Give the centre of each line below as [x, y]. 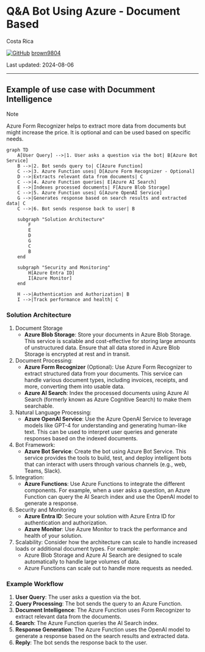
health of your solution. [53, 536]
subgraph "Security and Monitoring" [64, 267]
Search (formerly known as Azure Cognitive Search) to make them [108, 400]
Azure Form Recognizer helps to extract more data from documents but [96, 126]
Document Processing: [44, 361]
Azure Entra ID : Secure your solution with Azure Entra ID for [100, 516]
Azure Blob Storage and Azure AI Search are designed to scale [103, 555]
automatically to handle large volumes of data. [82, 562]
